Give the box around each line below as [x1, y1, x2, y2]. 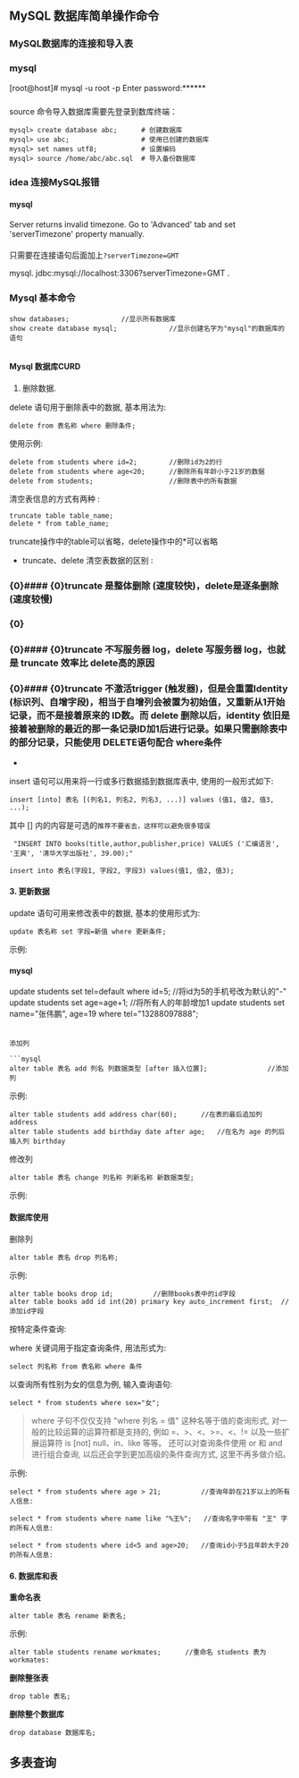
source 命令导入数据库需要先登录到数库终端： [9, 106, 179, 116]
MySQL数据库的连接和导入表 [9, 38, 134, 50]
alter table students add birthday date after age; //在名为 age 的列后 [9, 1127, 286, 1136]
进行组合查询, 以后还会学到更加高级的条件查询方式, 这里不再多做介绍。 [30, 1449, 291, 1460]
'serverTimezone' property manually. [9, 228, 145, 239]
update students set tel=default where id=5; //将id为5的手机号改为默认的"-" [9, 986, 287, 997]
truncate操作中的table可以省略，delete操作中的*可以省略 [9, 536, 219, 546]
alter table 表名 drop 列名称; [9, 1253, 119, 1263]
